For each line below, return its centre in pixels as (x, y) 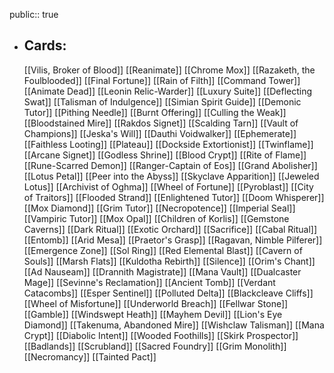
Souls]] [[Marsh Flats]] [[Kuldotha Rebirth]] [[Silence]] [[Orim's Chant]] (169, 261)
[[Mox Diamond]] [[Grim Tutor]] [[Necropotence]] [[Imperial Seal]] (159, 208)
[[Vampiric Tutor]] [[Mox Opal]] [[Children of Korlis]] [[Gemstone (156, 218)
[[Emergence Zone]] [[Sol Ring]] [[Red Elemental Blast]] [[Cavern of (163, 250)
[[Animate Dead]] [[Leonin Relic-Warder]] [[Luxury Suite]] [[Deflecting (168, 91)
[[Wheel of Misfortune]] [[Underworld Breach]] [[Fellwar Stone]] (156, 303)
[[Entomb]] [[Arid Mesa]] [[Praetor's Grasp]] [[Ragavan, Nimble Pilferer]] (173, 240)
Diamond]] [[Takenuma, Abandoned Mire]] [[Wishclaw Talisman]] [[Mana (174, 325)
